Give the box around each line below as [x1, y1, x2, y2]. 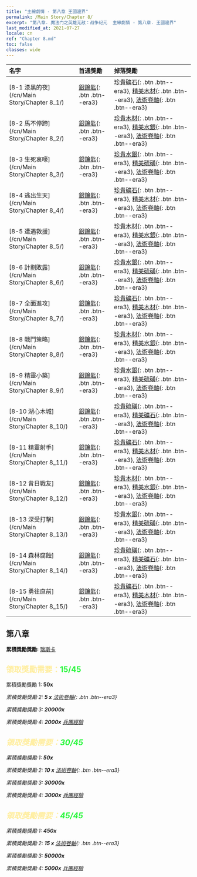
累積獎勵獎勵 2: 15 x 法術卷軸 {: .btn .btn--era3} [6, 840, 120, 846]
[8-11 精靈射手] [9, 443, 55, 451]
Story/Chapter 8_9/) [9, 386, 64, 394]
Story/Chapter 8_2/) [9, 134, 64, 142]
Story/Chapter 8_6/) [9, 278, 64, 286]
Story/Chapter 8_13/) [9, 530, 69, 538]
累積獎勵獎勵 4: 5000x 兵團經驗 [6, 865, 84, 872]
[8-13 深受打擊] [9, 515, 55, 523]
